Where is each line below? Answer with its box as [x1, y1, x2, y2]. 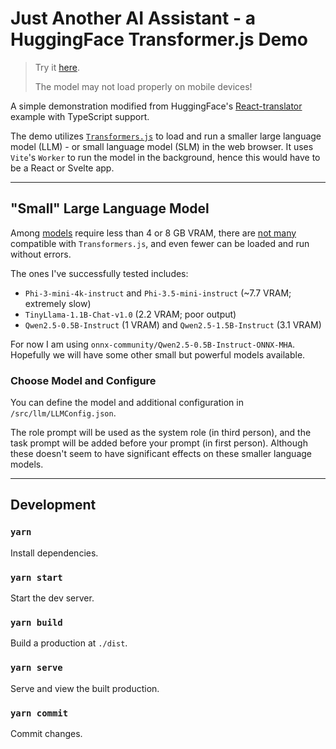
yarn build [10, 617, 63, 628]
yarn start [10, 572, 63, 583]
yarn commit [10, 707, 69, 719]
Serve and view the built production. [10, 682, 160, 694]
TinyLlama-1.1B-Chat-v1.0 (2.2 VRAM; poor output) [24, 308, 237, 320]
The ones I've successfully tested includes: [10, 267, 189, 279]
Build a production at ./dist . [10, 637, 128, 649]
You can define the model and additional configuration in [10, 397, 244, 409]
